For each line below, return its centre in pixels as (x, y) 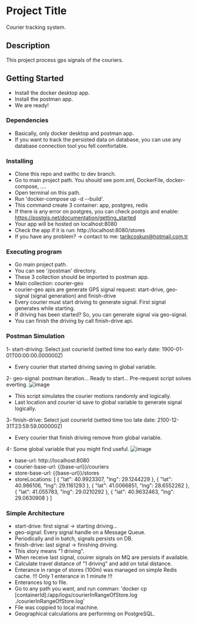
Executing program (34, 252)
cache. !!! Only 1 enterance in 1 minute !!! (64, 576)
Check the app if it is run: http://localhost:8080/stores (80, 230)
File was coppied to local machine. (56, 608)
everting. (17, 384)
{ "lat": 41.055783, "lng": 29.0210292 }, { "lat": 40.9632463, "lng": (95, 492)
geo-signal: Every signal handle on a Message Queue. (80, 532)
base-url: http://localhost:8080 (52, 460)
